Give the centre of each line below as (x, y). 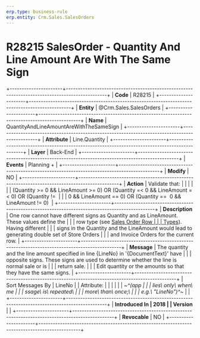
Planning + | (43, 165)
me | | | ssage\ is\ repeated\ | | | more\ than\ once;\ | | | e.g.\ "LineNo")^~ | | (98, 292)
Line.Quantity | (90, 139)
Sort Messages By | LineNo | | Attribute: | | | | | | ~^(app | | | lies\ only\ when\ (99, 285)
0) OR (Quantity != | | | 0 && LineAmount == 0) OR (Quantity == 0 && (96, 196)
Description (178, 209)
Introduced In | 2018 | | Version (154, 305)
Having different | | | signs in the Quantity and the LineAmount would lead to (99, 228)
